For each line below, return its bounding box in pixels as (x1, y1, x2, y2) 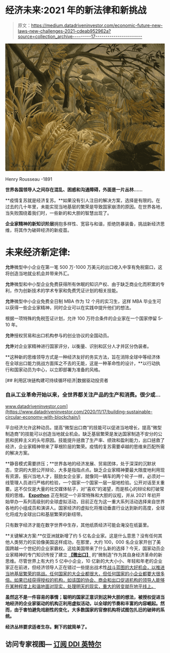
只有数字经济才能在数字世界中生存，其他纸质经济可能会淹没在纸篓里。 (5, 522, 152, 528)
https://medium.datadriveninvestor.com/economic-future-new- (31, 22, 163, 28)
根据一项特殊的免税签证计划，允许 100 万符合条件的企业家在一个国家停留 (5, 315, 157, 321)
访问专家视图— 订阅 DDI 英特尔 (5, 640, 102, 648)
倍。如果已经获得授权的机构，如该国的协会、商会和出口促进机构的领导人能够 (5, 577, 165, 583)
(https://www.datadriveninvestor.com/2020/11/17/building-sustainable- (5, 409, 153, 415)
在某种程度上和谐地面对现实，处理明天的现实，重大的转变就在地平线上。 (5, 583, 156, 589)
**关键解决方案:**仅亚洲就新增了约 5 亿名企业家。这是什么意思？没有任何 (5, 533, 158, 539)
